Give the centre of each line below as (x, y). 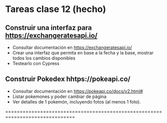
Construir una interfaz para (49, 28)
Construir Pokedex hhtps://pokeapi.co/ (68, 79)
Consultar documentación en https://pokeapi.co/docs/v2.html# (78, 91)
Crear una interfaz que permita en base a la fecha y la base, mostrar (83, 53)
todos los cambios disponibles (44, 58)
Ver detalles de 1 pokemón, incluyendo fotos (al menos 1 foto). (77, 101)
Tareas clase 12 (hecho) (56, 9)
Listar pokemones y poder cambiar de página (59, 96)
